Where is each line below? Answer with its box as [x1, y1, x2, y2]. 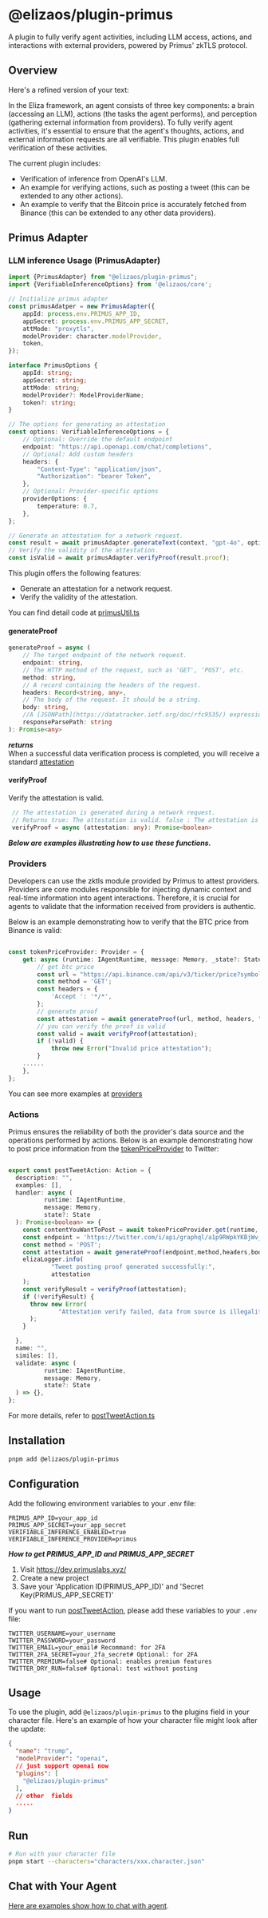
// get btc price [37, 963, 94, 971]
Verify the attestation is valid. [8, 793, 104, 803]
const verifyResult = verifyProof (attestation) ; [22, 1285, 187, 1293]
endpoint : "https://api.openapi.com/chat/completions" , [22, 442, 213, 451]
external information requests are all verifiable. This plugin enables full [8, 134, 239, 144]
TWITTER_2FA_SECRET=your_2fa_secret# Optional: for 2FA [8, 1650, 198, 1658]
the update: [8, 1725, 46, 1734]
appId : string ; [22, 369, 73, 377]
